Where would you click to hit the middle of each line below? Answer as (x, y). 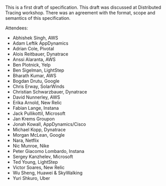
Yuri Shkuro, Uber (31, 178)
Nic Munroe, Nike (31, 146)
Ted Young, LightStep (35, 162)
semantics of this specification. (38, 18)
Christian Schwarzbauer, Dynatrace (50, 92)
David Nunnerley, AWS (36, 97)
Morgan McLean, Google (39, 135)
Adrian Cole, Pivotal (33, 49)
